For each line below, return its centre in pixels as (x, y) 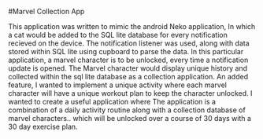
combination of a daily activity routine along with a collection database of (127, 110)
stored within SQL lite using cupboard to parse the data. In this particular (126, 51)
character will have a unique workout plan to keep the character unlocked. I (130, 93)
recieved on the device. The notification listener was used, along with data (129, 43)
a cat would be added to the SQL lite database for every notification (118, 35)
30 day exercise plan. (43, 126)
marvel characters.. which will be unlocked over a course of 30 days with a (130, 118)
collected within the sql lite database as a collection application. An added (128, 77)
